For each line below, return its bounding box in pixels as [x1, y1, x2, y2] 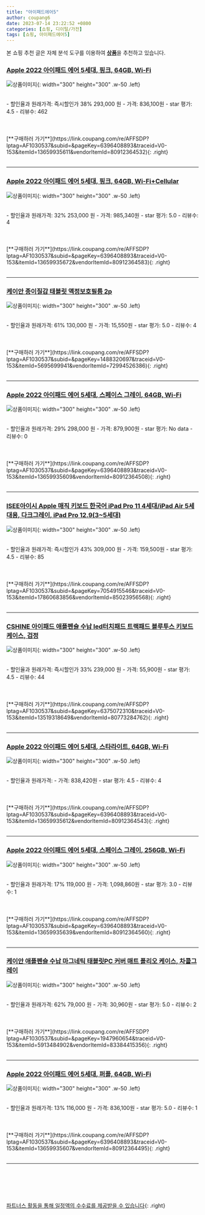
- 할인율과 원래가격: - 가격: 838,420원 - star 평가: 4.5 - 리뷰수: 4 [6, 777, 162, 785]
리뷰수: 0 [6, 433, 28, 440]
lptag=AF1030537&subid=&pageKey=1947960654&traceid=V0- [6, 1034, 166, 1042]
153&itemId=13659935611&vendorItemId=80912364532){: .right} [6, 148, 169, 156]
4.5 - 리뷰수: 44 [6, 673, 45, 681]
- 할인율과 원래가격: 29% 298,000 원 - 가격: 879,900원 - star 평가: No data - [6, 425, 193, 432]
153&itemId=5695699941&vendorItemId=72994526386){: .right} [6, 362, 168, 369]
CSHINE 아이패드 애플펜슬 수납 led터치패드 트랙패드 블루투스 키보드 [6, 622, 193, 631]
